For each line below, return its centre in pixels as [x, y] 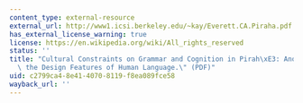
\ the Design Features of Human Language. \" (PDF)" [117, 68]
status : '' [30, 51]
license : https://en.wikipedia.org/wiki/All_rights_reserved [127, 43]
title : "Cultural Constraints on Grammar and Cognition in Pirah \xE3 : [145, 59]
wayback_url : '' [40, 84]
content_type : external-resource [72, 17]
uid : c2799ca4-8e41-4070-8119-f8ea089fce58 [92, 76]
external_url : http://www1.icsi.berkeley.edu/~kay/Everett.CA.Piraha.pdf [151, 26]
